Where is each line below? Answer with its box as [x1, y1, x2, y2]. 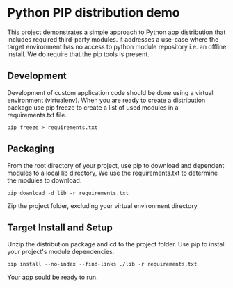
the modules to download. [7, 176, 82, 185]
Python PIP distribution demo [7, 5, 180, 21]
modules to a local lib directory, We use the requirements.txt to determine [7, 169, 218, 177]
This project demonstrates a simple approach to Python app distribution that [7, 28, 226, 36]
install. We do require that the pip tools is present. [7, 50, 150, 58]
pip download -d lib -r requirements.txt [7, 189, 129, 196]
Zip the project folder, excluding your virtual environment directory [7, 201, 198, 210]
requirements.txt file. [7, 110, 67, 119]
